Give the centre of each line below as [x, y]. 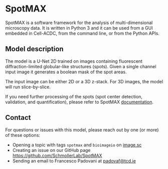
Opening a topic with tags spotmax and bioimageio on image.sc [77, 145]
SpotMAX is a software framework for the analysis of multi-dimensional [79, 23]
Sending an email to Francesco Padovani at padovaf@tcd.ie [74, 160]
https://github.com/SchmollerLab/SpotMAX [57, 155]
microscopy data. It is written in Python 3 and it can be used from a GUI [79, 28]
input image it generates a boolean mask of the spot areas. [66, 72]
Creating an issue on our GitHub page [52, 150]
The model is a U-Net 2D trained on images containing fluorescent [74, 61]
